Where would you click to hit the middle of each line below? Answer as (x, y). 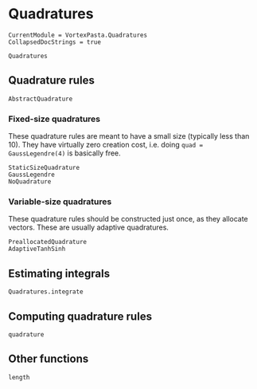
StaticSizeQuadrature (44, 168)
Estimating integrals (59, 273)
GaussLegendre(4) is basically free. (64, 153)
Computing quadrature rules (80, 316)
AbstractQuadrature (41, 99)
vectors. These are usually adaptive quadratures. (89, 227)
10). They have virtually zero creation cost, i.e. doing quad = (106, 145)
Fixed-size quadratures (55, 119)
